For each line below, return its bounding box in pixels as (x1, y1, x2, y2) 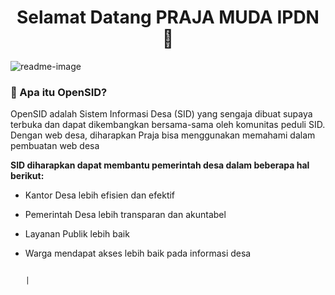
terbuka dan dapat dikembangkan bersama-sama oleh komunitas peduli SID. (10, 119, 326, 131)
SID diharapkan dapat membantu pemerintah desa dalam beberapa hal (10, 159, 310, 171)
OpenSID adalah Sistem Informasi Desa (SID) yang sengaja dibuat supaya (10, 108, 313, 120)
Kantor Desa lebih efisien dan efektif (24, 189, 176, 201)
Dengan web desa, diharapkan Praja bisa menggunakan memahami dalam (10, 129, 316, 141)
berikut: (10, 170, 45, 182)
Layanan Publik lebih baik (24, 228, 130, 240)
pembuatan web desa (10, 140, 100, 152)
